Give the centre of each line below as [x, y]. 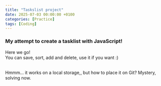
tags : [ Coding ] [21, 24]
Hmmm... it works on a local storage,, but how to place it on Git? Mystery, [81, 72]
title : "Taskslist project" [34, 10]
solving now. [18, 77]
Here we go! [18, 52]
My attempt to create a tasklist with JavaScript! [64, 41]
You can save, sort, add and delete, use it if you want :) [62, 57]
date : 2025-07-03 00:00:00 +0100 [40, 14]
